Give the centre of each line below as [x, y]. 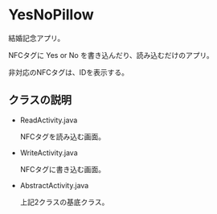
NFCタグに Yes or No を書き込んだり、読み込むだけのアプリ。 [111, 55]
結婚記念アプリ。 [37, 38]
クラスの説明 [40, 100]
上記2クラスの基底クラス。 [64, 202]
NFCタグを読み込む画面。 [63, 136]
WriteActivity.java [49, 152]
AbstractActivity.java [54, 185]
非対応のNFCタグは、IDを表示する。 [68, 72]
